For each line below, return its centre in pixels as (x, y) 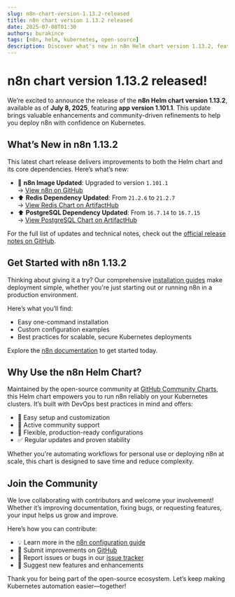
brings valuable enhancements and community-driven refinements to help (114, 115)
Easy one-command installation (63, 322)
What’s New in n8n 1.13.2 (63, 145)
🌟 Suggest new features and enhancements (80, 565)
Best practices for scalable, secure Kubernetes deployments (105, 336)
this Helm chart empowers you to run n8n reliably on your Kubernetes (108, 397)
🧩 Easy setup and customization (64, 418)
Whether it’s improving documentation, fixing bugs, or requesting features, (115, 508)
